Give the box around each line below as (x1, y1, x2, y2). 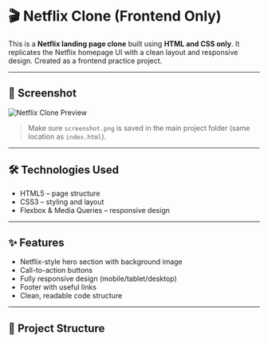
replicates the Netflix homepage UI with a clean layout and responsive (8, 47, 238, 57)
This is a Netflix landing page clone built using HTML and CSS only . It (8, 38, 240, 49)
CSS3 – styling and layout (19, 197, 104, 207)
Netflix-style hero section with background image (19, 257, 183, 266)
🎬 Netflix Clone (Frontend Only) (8, 7, 222, 26)
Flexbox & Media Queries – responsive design (19, 205, 170, 215)
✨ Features (8, 235, 65, 249)
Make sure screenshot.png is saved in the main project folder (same (27, 123, 250, 132)
